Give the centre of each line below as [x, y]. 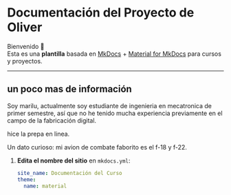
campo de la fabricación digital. [52, 120]
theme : [26, 179]
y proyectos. [25, 61]
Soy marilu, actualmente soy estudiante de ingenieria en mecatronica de [109, 105]
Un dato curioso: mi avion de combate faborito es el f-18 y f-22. [97, 147]
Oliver [25, 27]
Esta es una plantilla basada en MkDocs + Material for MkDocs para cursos [114, 54]
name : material [45, 186]
